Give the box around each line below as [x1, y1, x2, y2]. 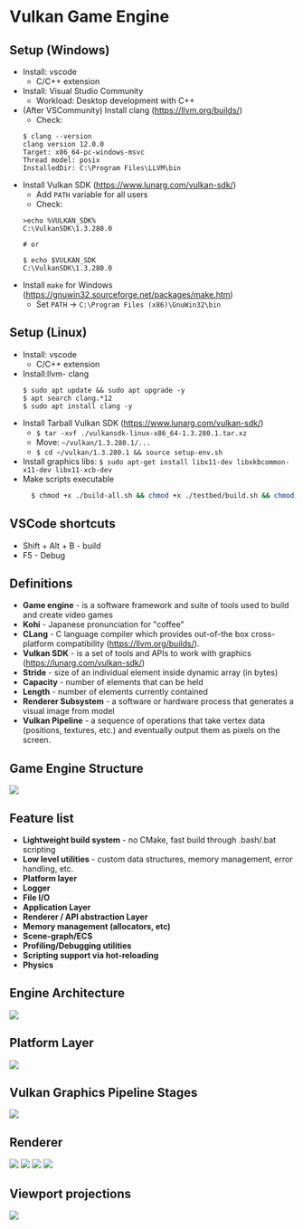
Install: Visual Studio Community [22, 86, 144, 96]
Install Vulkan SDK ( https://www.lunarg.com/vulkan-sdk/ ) [22, 179, 237, 190]
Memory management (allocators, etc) [22, 920, 171, 931]
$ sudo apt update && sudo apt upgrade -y [22, 386, 185, 395]
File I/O [22, 891, 51, 902]
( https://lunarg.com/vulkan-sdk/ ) [22, 658, 146, 669]
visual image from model [22, 706, 115, 717]
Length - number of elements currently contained [22, 686, 208, 698]
